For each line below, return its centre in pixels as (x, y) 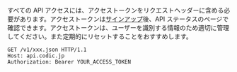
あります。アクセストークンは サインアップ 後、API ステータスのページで (124, 19)
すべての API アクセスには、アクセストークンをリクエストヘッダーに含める (116, 10)
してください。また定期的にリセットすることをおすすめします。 (100, 36)
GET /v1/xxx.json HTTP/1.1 (47, 50)
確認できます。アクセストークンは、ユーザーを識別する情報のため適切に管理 (118, 28)
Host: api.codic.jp (36, 56)
